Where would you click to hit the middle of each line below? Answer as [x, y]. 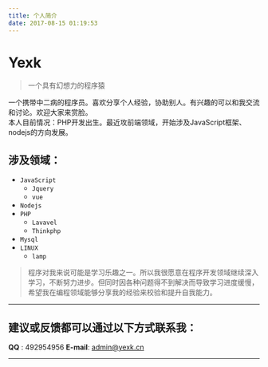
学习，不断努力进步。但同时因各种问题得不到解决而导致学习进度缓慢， [143, 282]
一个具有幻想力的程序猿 [66, 85]
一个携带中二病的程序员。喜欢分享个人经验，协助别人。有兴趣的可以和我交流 [134, 103]
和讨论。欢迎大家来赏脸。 [50, 112]
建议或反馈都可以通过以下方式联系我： [102, 328]
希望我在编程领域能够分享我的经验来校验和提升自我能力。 [122, 293]
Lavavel [44, 223]
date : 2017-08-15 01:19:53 [53, 23]
